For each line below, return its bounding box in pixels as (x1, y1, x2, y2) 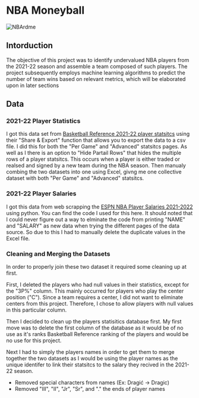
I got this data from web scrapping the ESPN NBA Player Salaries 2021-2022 (6, 203, 193, 210)
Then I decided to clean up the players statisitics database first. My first (6, 318, 182, 325)
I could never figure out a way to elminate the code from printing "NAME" (6, 216, 186, 223)
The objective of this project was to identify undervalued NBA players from (6, 56, 189, 63)
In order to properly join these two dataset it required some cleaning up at (6, 263, 187, 270)
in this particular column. (6, 306, 67, 313)
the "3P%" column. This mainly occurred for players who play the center (6, 287, 184, 295)
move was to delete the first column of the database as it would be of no (6, 324, 184, 331)
